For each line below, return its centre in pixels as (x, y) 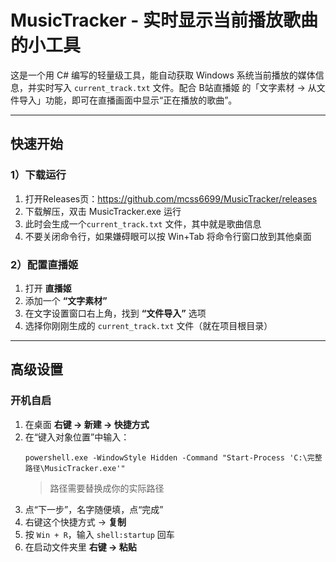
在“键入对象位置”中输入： (77, 437)
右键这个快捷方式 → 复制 (75, 522)
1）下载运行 (38, 175)
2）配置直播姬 (44, 264)
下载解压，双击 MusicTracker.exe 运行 (103, 211)
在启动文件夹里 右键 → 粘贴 (80, 547)
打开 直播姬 (48, 288)
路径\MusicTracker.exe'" (75, 468)
